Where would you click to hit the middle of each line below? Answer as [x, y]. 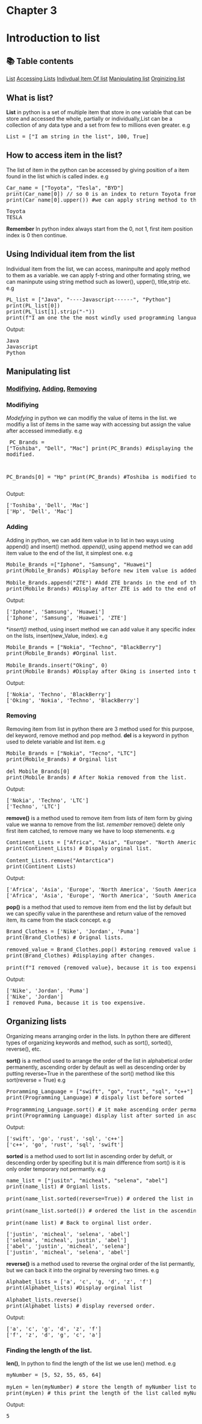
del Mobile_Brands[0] [38, 771]
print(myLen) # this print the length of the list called [93, 1393]
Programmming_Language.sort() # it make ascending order [92, 1109]
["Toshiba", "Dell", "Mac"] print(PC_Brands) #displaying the [100, 448]
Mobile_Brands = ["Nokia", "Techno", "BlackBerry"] [84, 647]
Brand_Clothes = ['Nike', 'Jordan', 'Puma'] [73, 931]
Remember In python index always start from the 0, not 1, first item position [100, 229]
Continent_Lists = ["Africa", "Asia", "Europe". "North [90, 842]
